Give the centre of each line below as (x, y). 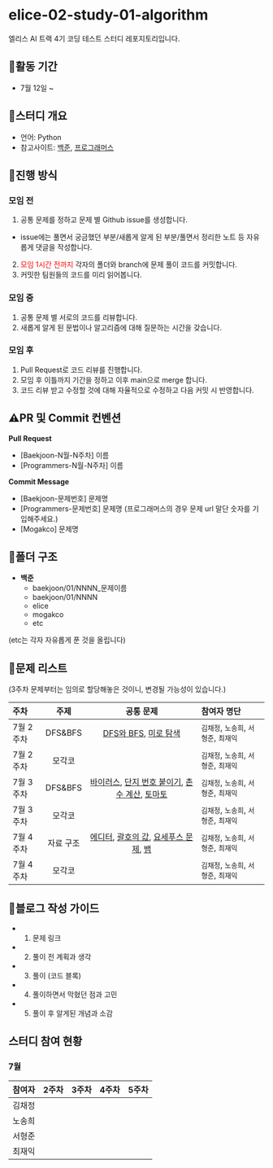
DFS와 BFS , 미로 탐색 (142, 733)
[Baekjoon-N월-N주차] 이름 (65, 455)
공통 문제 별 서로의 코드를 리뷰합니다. (79, 317)
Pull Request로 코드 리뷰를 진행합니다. (81, 370)
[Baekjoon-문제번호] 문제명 (64, 498)
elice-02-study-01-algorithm (108, 15)
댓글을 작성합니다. (64, 247)
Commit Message (39, 481)
